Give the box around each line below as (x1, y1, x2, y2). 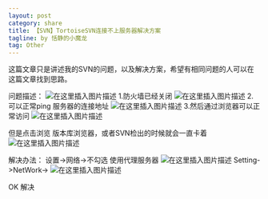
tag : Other (8, 42, 45, 50)
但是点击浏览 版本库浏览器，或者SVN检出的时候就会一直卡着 (8, 129, 208, 138)
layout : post (8, 11, 52, 20)
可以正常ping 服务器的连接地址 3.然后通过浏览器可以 (8, 101, 254, 111)
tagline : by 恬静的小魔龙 (8, 34, 88, 42)
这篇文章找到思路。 (8, 74, 72, 84)
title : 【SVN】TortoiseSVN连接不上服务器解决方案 (8, 26, 162, 34)
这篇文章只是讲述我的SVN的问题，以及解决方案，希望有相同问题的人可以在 (8, 65, 254, 74)
